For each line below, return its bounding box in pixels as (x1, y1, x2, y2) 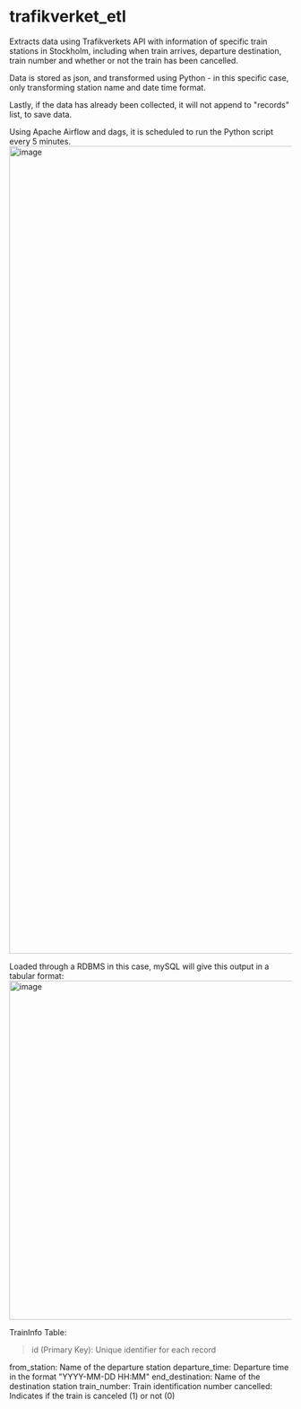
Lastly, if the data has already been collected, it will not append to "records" (9, 99, 289, 110)
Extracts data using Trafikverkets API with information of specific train (9, 36, 268, 47)
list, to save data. (9, 109, 73, 119)
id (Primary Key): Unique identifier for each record (30, 1344, 217, 1355)
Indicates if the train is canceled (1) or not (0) (9, 1390, 176, 1401)
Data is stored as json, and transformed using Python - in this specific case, (9, 72, 289, 83)
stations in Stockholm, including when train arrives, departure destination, (9, 45, 282, 56)
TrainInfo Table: (9, 1326, 67, 1337)
